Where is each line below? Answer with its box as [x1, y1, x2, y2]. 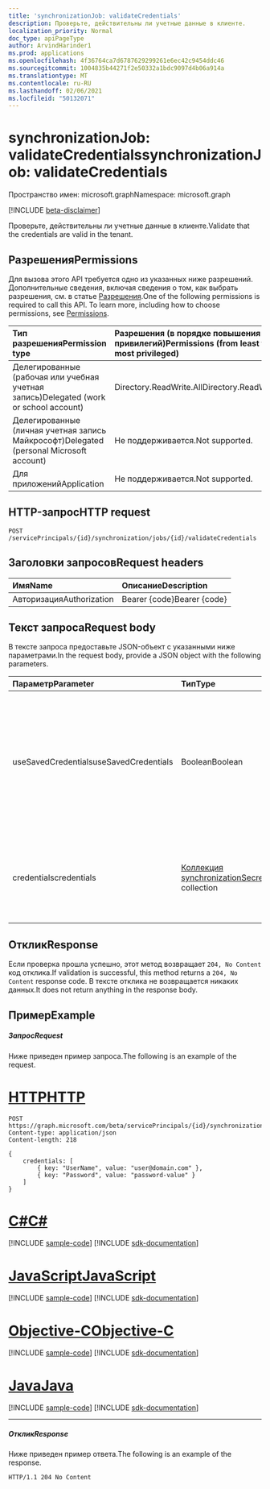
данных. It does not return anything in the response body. [8, 985, 198, 995]
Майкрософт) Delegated [12, 435, 104, 446]
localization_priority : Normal [8, 27, 113, 35]
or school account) [12, 402, 84, 413]
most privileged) [114, 348, 179, 359]
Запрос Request [8, 1031, 63, 1040]
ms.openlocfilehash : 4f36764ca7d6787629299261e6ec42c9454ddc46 [8, 57, 225, 65]
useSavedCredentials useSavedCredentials [12, 757, 174, 768]
